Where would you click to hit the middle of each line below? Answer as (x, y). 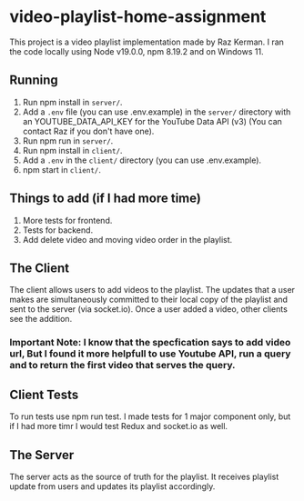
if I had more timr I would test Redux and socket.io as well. (119, 426)
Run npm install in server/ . (72, 102)
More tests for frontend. (67, 220)
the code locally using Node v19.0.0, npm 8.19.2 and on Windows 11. (137, 51)
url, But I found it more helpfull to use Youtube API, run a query (150, 354)
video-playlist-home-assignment (138, 17)
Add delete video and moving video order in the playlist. (127, 239)
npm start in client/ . (62, 169)
